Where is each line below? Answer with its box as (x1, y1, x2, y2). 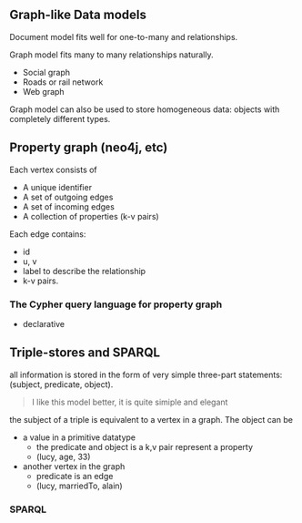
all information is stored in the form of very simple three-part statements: (9, 369, 283, 380)
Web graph (22, 86, 65, 97)
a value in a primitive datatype (22, 432, 136, 443)
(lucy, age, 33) (35, 451, 91, 462)
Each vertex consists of (9, 164, 97, 175)
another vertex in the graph (22, 460, 126, 472)
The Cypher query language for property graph (9, 298, 223, 311)
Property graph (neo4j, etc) (9, 140, 168, 156)
